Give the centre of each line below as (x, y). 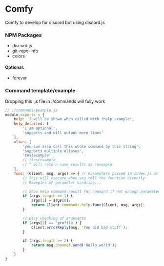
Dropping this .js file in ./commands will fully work (55, 101)
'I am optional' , (40, 128)
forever (19, 78)
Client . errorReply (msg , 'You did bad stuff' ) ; (79, 228)
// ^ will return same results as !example (67, 165)
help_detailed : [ (31, 124)
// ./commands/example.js (31, 110)
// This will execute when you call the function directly (84, 178)
